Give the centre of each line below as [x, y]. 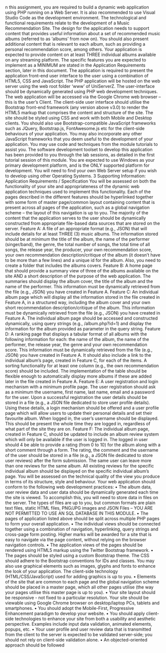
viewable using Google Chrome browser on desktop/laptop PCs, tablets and [82, 603]
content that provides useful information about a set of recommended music [83, 33]
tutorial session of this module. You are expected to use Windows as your [80, 160]
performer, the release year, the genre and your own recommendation [76, 345]
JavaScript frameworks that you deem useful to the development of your [79, 139]
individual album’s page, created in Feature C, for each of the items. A [76, 360]
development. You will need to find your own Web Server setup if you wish [81, 170]
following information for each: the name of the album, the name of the [77, 339]
